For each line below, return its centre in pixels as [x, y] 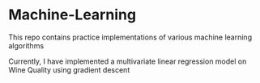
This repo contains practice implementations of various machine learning [130, 37]
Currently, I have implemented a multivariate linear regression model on [128, 61]
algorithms [26, 45]
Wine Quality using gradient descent [69, 69]
